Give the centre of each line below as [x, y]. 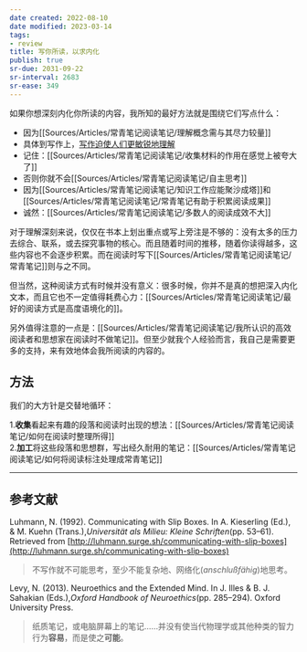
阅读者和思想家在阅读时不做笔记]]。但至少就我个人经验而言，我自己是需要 [148, 339]
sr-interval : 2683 [44, 78]
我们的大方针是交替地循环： [62, 405]
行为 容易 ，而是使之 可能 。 [80, 638]
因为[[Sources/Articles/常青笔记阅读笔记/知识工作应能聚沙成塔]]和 [147, 189]
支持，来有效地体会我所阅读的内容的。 [97, 350]
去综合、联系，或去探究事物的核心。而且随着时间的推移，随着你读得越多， [149, 243]
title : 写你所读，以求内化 [55, 52]
